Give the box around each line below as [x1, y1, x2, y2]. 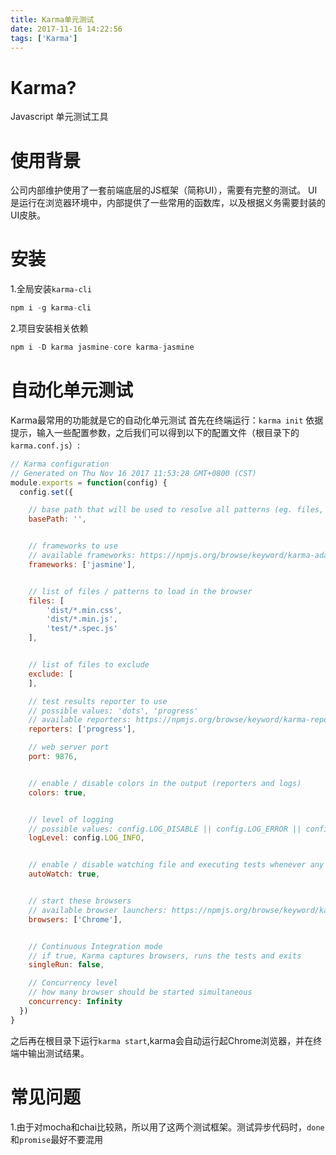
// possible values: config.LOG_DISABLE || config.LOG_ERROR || [28, 824, 302, 834]
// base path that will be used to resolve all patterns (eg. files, [28, 505, 325, 515]
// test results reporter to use [28, 696, 168, 706]
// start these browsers [28, 896, 132, 906]
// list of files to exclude [28, 660, 150, 670]
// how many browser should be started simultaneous [28, 987, 253, 998]
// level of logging [28, 814, 114, 825]
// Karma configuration [10, 459, 110, 469]
